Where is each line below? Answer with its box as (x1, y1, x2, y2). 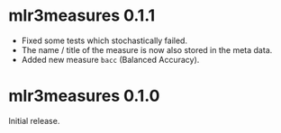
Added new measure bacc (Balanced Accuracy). (21, 54, 200, 65)
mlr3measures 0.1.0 (8, 86, 160, 106)
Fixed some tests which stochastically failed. (21, 35, 188, 46)
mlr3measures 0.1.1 (8, 5, 156, 26)
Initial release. (8, 115, 60, 126)
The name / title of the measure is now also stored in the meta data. (21, 44, 273, 55)
